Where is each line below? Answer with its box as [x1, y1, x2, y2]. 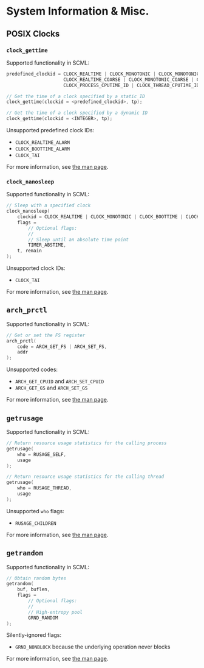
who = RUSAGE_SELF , [17, 451, 67, 458]
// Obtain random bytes [6, 575, 67, 581]
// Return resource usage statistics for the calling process [6, 440, 167, 446]
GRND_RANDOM [28, 614, 59, 621]
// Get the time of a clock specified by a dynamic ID [6, 110, 148, 116]
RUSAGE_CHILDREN [15, 520, 56, 527]
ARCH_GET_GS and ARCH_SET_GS [15, 384, 88, 391]
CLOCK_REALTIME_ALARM [15, 140, 70, 146]
